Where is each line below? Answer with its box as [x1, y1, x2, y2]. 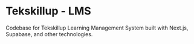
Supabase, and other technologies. [5, 30, 93, 37]
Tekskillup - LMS [5, 4, 91, 18]
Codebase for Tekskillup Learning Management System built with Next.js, [5, 24, 189, 31]
